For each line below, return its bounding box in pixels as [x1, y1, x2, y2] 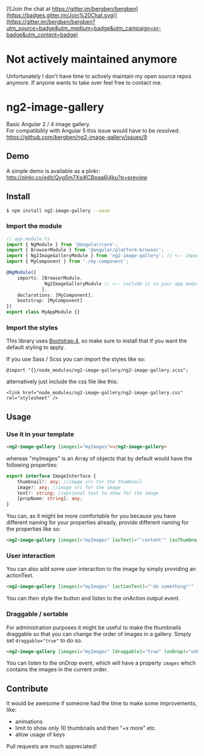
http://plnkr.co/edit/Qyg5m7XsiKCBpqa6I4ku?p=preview [6, 174, 148, 181]
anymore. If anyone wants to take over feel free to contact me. [6, 79, 162, 86]
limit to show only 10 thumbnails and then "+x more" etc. [15, 724, 157, 732]
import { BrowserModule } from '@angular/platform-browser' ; [6, 247, 165, 253]
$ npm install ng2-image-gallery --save [6, 207, 110, 214]
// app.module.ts [6, 236, 50, 242]
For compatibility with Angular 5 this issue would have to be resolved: [6, 127, 180, 134]
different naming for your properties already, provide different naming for [6, 519, 189, 526]
